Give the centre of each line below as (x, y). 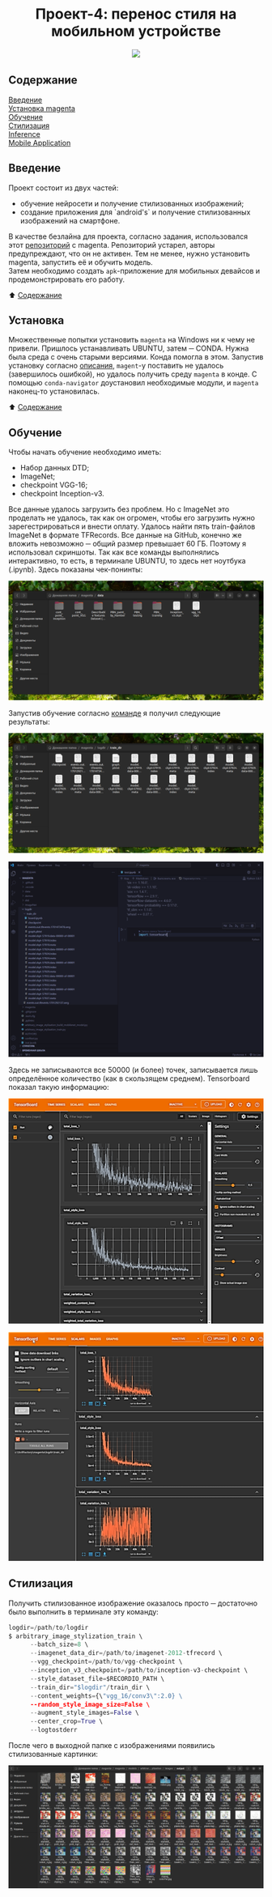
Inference (24, 134)
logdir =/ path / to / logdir (49, 1627)
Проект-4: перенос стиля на (136, 14)
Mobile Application (40, 142)
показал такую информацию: (59, 1087)
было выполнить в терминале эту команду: (84, 1611)
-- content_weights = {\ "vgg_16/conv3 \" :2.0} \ (106, 1696)
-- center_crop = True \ (66, 1721)
